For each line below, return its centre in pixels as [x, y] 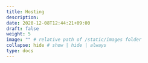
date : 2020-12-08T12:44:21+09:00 [48, 23]
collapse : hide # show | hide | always [56, 46]
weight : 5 [19, 34]
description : [23, 17]
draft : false [23, 28]
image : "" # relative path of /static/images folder [74, 40]
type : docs [20, 51]
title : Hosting [25, 12]
